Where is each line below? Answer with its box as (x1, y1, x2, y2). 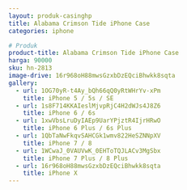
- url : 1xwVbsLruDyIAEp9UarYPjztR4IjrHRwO (15, 116, 161, 125)
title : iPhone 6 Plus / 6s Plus (23, 125, 132, 133)
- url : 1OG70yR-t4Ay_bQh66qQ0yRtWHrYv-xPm (15, 87, 161, 95)
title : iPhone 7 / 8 (23, 139, 92, 147)
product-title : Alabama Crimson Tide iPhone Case (8, 49, 180, 57)
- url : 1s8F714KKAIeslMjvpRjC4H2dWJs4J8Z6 (15, 102, 161, 110)
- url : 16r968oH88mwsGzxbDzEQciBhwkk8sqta (15, 162, 161, 170)
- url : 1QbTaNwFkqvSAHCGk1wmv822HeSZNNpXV (15, 132, 161, 140)
